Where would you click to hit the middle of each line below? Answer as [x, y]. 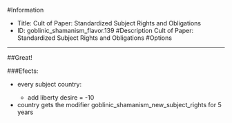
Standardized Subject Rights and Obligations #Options [95, 38]
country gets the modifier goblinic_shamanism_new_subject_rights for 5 [119, 105]
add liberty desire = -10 [61, 98]
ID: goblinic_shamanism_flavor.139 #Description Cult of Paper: [105, 31]
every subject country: [49, 84]
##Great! [20, 57]
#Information [26, 10]
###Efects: [23, 71]
